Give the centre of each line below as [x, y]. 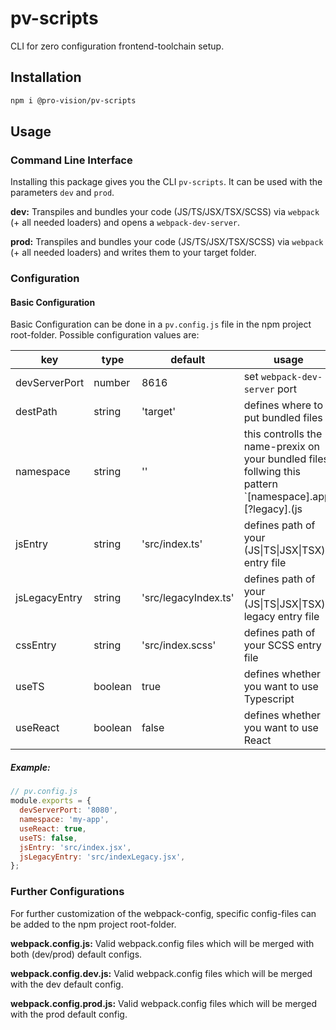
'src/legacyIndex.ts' [188, 598]
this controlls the [283, 434]
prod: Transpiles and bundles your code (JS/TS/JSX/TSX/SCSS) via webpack [167, 242]
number [112, 383]
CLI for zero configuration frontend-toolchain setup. [117, 46]
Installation [46, 77]
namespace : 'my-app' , [64, 820]
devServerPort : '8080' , [68, 810]
